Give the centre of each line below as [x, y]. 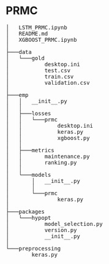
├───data [19, 52]
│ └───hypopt [28, 218]
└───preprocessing [33, 248]
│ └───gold [25, 58]
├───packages [25, 212]
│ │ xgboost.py [48, 138]
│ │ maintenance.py [48, 156]
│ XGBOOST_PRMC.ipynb [41, 40]
